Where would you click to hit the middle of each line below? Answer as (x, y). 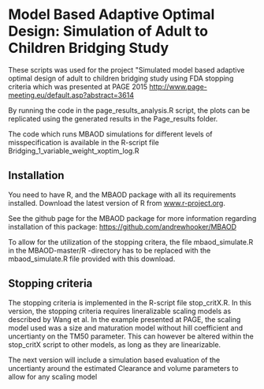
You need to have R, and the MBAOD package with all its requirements (122, 194)
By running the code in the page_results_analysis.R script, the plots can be (129, 110)
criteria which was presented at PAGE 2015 (78, 86)
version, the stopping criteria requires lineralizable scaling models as (120, 311)
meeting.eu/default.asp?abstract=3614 (71, 95)
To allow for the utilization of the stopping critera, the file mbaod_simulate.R (131, 241)
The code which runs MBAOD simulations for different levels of (110, 134)
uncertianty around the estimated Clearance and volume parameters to (123, 368)
